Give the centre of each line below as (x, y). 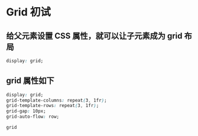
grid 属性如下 (30, 81)
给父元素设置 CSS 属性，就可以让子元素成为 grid (94, 36)
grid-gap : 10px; (26, 111)
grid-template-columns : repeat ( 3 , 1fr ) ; (57, 100)
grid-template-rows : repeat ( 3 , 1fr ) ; (53, 106)
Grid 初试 (29, 12)
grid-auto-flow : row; (33, 117)
